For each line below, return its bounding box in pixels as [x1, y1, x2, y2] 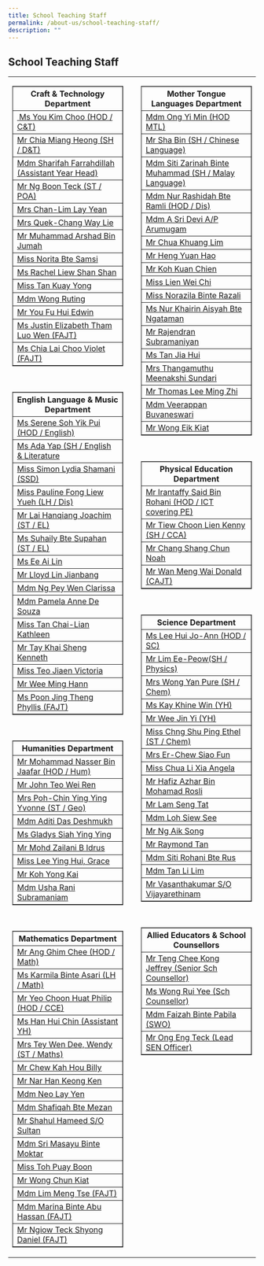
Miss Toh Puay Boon [16, 1161, 93, 1172]
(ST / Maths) [16, 1049, 64, 1060]
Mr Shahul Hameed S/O [16, 1115, 104, 1126]
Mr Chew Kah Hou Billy [16, 1062, 102, 1073]
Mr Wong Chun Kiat [16, 1175, 90, 1186]
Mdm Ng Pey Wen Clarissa [16, 583, 115, 594]
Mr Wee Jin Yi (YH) [145, 713, 217, 724]
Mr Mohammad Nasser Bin [16, 756, 115, 767]
